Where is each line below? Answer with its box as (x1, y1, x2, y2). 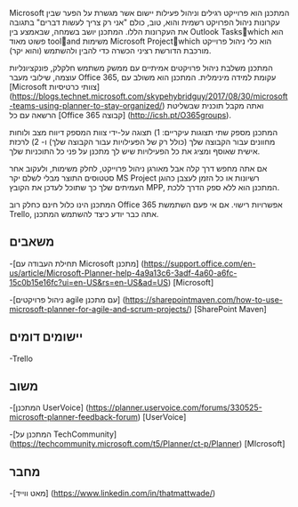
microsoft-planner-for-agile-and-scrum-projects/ (9, 303, 189, 314)
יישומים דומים (9, 329, 84, 345)
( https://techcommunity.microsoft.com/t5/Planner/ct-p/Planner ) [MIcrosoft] (9, 439, 286, 449)
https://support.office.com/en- (143, 258, 256, 269)
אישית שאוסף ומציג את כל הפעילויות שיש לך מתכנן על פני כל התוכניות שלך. (9, 146, 261, 157)
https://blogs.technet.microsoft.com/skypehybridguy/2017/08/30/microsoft (12, 91, 288, 101)
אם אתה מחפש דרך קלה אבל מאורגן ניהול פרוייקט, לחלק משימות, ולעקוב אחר (9, 164, 268, 173)
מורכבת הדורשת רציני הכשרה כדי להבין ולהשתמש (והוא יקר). (9, 45, 212, 56)
